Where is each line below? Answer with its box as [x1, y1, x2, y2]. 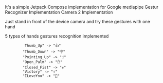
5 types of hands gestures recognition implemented [5, 33, 109, 39]
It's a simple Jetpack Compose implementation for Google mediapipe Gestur [5, 4, 159, 10]
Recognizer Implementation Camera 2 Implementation [5, 9, 113, 15]
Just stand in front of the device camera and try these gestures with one [5, 19, 150, 24]
